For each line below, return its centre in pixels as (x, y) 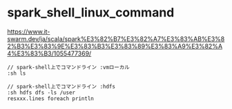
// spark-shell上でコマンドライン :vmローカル (68, 67)
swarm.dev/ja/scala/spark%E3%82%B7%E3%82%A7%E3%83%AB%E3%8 (116, 38)
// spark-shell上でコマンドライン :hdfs (61, 86)
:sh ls (17, 73)
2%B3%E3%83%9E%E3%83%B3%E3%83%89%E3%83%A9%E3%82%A (115, 46)
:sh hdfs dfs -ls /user (41, 93)
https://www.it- (29, 32)
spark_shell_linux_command (91, 13)
